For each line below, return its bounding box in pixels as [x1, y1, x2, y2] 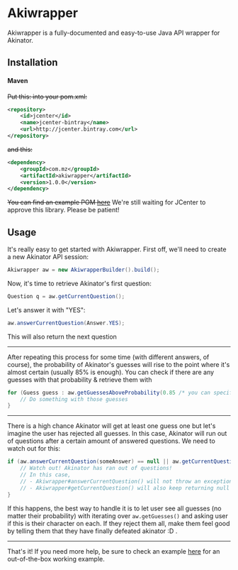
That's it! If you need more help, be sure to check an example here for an [7, 547, 220, 555]
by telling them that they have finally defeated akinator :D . [7, 527, 178, 535]
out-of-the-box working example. [7, 554, 105, 563]
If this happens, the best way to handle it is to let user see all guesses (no [7, 504, 222, 513]
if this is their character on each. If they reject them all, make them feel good [7, 519, 230, 527]
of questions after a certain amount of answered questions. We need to [7, 437, 216, 445]
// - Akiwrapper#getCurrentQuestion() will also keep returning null [20, 484, 230, 491]
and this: [7, 145, 33, 153]
